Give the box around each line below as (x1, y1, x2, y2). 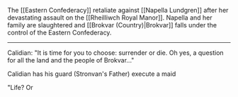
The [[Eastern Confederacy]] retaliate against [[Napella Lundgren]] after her (7, 6, 229, 14)
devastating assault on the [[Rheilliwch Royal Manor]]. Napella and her (7, 13, 212, 22)
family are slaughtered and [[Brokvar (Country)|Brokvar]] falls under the (7, 21, 217, 29)
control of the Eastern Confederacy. (7, 28, 112, 37)
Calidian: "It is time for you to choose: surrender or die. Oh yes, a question (7, 48, 225, 57)
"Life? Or (7, 84, 33, 91)
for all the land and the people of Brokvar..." (7, 56, 135, 64)
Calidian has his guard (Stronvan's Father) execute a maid (7, 70, 176, 78)
